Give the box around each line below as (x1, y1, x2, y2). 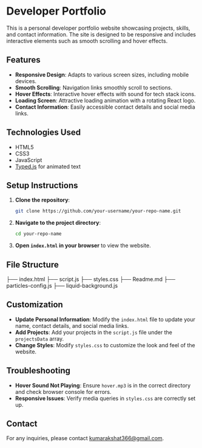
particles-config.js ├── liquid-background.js (6, 282, 118, 289)
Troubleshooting (6, 365, 71, 376)
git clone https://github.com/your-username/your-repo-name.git (15, 208, 181, 214)
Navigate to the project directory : (15, 219, 101, 226)
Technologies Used (6, 127, 81, 138)
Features (6, 55, 41, 65)
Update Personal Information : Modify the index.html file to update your (15, 316, 195, 323)
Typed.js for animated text (15, 163, 81, 170)
